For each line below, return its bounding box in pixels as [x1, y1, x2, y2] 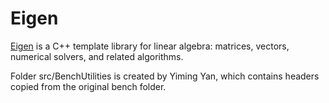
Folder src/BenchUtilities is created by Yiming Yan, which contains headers [10, 70, 320, 82]
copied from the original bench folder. [10, 80, 167, 92]
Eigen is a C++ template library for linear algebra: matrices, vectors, [10, 40, 290, 52]
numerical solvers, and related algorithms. [10, 50, 184, 62]
